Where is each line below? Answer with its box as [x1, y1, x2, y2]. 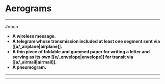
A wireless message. [12, 33, 56, 39]
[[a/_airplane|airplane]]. [12, 43, 62, 49]
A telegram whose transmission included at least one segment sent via [12, 38, 161, 44]
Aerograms [5, 3, 52, 14]
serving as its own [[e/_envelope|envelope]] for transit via [12, 54, 134, 60]
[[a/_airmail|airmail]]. [12, 59, 57, 65]
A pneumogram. [12, 64, 47, 70]
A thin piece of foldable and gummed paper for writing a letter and [12, 48, 150, 54]
